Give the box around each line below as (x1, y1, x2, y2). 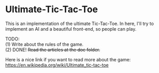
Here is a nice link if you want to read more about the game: (5, 56, 131, 62)
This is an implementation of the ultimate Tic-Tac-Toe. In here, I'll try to (5, 20, 154, 27)
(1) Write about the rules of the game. (5, 41, 84, 47)
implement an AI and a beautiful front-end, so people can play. (5, 26, 137, 32)
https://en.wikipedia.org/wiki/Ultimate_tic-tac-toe (5, 62, 109, 68)
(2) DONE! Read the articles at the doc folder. (5, 46, 100, 53)
